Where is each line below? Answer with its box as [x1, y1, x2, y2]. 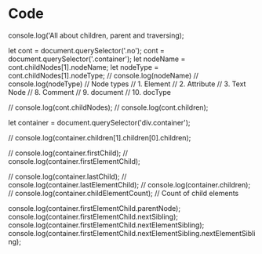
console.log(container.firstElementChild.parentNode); [8, 203, 181, 212]
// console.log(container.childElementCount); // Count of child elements [8, 188, 239, 198]
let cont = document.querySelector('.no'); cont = [8, 45, 165, 55]
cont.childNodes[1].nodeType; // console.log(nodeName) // [8, 71, 198, 80]
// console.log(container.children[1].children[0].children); [8, 132, 191, 142]
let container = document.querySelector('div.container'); [8, 118, 191, 127]
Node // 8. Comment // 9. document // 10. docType [8, 87, 171, 96]
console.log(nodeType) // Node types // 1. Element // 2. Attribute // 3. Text [8, 79, 246, 89]
